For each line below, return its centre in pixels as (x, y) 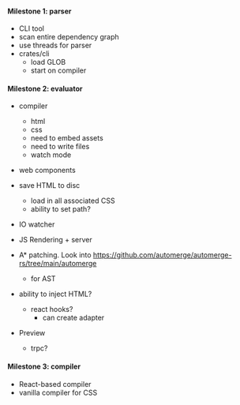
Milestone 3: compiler (44, 366)
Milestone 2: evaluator (45, 88)
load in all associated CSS (73, 201)
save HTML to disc (49, 186)
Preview (32, 333)
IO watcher (37, 224)
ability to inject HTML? (55, 294)
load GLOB (48, 62)
